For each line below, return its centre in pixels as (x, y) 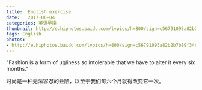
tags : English (24, 34)
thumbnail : (20, 28)
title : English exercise (38, 12)
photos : (16, 40)
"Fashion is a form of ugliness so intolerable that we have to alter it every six (101, 62)
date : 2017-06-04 (31, 17)
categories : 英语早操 (32, 23)
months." (17, 68)
